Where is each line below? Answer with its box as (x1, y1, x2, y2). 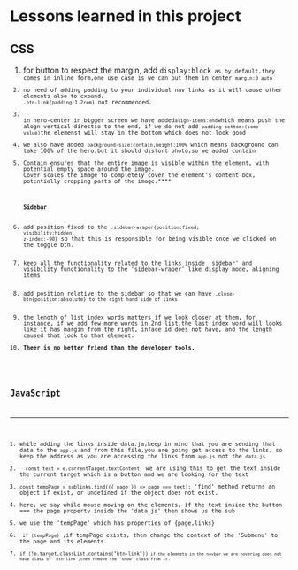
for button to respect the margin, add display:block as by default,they (22, 65, 276, 75)
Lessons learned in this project (10, 6, 241, 27)
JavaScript (10, 388, 61, 399)
